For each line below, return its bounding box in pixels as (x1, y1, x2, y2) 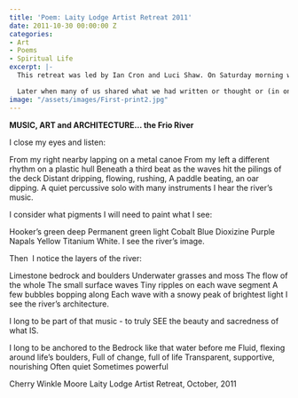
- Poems (9, 46, 38, 55)
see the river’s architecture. (9, 298, 109, 309)
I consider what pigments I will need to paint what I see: (9, 209, 213, 219)
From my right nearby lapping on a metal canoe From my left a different (9, 154, 271, 164)
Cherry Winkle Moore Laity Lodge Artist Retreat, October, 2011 (9, 378, 237, 389)
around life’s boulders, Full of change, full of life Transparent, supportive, (9, 352, 275, 362)
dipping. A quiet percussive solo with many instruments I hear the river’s (9, 182, 273, 193)
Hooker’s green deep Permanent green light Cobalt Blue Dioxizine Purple (9, 226, 276, 236)
